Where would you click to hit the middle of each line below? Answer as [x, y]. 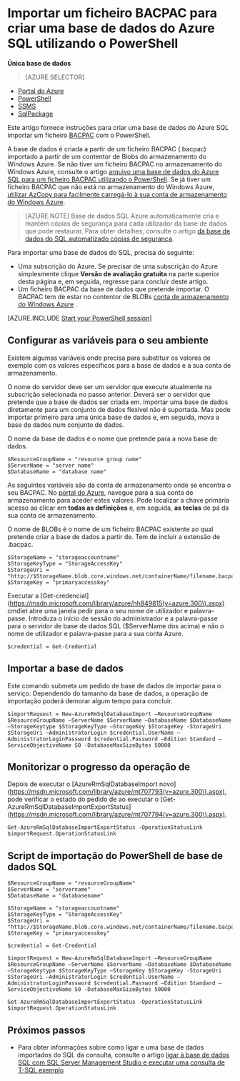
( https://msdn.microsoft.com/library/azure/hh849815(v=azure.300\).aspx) [116, 603]
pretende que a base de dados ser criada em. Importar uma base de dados [118, 402]
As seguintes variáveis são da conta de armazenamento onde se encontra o [119, 485]
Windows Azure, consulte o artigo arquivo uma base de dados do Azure [113, 171]
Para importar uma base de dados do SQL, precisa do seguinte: [101, 252]
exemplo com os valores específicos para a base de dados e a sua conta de [119, 365]
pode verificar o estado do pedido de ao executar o [83, 799]
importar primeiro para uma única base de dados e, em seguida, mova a [114, 417]
